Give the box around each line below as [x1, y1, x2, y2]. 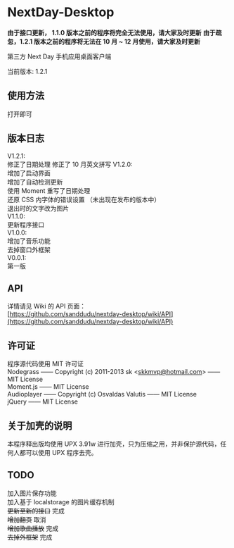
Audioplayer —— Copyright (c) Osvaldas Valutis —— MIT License [7, 390, 197, 399]
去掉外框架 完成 [7, 533, 53, 541]
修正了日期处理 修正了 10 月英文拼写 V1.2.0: [7, 160, 133, 168]
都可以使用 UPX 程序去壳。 [19, 449, 98, 456]
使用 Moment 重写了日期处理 [7, 186, 91, 194]
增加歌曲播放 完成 [7, 524, 58, 533]
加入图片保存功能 [7, 489, 57, 497]
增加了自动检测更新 [7, 178, 63, 186]
